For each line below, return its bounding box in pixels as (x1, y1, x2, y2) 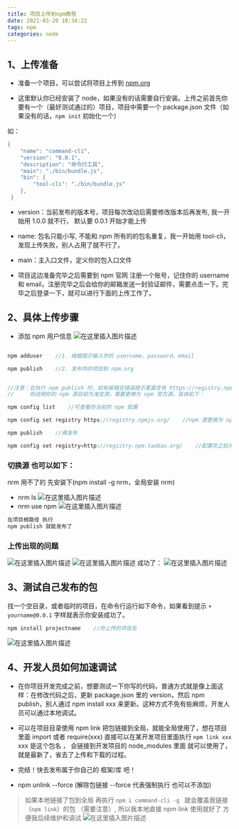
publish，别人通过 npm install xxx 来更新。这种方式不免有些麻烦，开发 (17, 699, 224, 708)
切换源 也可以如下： (7, 460, 75, 470)
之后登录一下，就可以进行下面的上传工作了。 (23, 288, 155, 297)
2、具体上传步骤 (7, 311, 80, 324)
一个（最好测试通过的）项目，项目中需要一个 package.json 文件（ (30, 103, 223, 111)
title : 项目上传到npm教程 (7, 10, 77, 18)
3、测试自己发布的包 (7, 581, 98, 593)
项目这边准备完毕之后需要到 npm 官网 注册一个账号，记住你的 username (17, 271, 230, 279)
